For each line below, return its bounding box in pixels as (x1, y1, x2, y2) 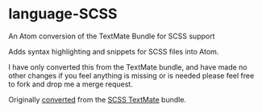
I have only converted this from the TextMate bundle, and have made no (8, 62, 247, 72)
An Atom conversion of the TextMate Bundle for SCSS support (8, 31, 215, 41)
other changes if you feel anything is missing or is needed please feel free (8, 70, 255, 80)
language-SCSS (8, 5, 118, 23)
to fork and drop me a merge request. (8, 79, 133, 89)
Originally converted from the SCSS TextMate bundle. (8, 94, 187, 104)
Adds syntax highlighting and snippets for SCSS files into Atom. (8, 46, 219, 56)
